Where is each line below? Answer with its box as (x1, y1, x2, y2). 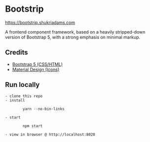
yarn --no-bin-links (23, 106, 65, 111)
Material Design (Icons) (12, 66, 60, 72)
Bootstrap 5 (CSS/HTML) (12, 61, 63, 67)
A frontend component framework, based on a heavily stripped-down (5, 29, 146, 35)
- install (5, 98, 25, 103)
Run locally (5, 81, 40, 89)
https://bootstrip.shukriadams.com (5, 20, 75, 25)
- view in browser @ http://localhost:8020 (5, 132, 96, 137)
